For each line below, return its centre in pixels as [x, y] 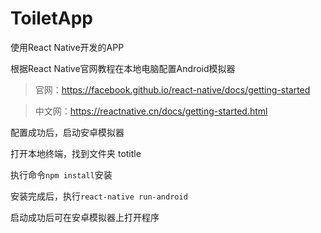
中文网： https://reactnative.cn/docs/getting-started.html [151, 111]
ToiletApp [51, 18]
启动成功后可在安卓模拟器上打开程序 [85, 217]
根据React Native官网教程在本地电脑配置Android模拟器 [123, 68]
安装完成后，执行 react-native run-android [99, 196]
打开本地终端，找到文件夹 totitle [76, 153]
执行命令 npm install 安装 [61, 174]
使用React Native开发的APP [67, 47]
